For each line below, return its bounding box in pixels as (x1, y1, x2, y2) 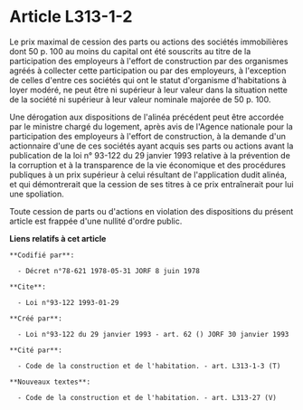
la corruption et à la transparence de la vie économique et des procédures (9, 159, 287, 170)
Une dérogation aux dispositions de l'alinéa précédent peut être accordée (9, 111, 285, 122)
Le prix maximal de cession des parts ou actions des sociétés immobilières (9, 36, 289, 47)
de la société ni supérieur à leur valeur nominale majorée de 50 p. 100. (9, 93, 271, 105)
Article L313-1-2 (9, 6, 133, 27)
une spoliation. (9, 188, 65, 199)
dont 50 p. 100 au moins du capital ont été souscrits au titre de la (9, 45, 251, 56)
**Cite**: (9, 282, 47, 291)
